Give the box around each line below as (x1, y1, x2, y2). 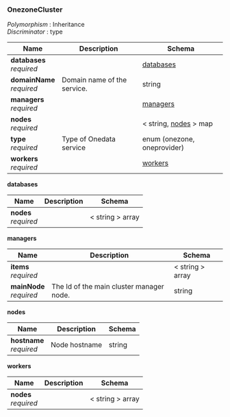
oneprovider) (142, 143, 185, 152)
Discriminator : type (7, 27, 63, 36)
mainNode (10, 282, 45, 291)
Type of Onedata (61, 134, 116, 144)
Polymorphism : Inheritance (7, 21, 85, 29)
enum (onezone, (142, 134, 195, 144)
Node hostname (50, 340, 103, 350)
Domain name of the (61, 75, 127, 85)
